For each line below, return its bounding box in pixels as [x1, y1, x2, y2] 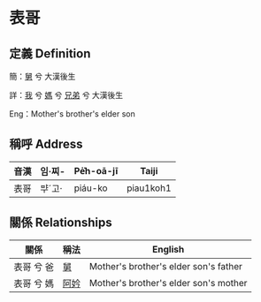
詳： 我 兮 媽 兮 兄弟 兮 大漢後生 [9, 90, 124, 100]
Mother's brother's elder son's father [88, 260, 243, 272]
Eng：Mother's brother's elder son [9, 109, 135, 119]
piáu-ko [73, 182, 108, 194]
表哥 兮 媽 [13, 277, 55, 290]
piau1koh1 [127, 182, 172, 194]
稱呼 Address [9, 137, 83, 152]
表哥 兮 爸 [13, 260, 55, 273]
